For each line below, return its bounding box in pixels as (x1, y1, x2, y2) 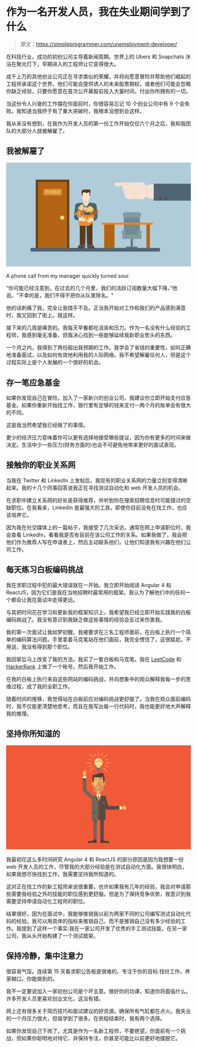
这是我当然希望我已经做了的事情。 (6, 421, 89, 429)
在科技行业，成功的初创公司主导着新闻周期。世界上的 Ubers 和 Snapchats (6, 53, 185, 60)
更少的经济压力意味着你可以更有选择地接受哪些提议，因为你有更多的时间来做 (6, 434, 191, 441)
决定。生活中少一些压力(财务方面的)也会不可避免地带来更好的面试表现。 (6, 441, 180, 448)
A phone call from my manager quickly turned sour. (6, 273, 130, 280)
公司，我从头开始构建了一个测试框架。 (6, 932, 98, 939)
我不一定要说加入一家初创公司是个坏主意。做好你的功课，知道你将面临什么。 (6, 988, 191, 995)
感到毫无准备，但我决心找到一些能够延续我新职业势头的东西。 (26, 331, 176, 338)
